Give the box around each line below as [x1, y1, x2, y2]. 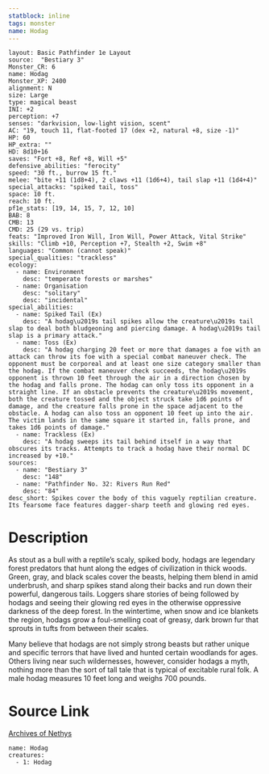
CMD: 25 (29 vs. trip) [8, 225, 85, 234]
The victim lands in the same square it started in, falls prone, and [8, 417, 250, 425]
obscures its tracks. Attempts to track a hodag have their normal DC [8, 445, 250, 453]
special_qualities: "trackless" [8, 254, 117, 263]
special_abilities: [8, 304, 74, 312]
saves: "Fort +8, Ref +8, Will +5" [8, 155, 128, 163]
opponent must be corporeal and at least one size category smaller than [8, 360, 262, 368]
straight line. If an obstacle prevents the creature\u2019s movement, [8, 389, 254, 397]
